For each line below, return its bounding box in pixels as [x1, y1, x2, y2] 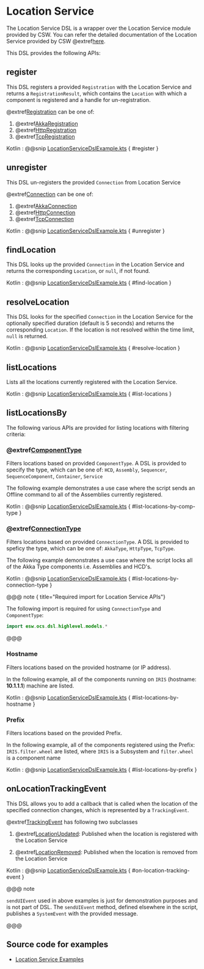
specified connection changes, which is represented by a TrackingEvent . [6, 806, 189, 813]
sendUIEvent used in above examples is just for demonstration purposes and [6, 896, 198, 904]
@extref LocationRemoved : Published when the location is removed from [15, 848, 198, 855]
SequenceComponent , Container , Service [6, 473, 103, 480]
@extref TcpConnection [15, 215, 75, 222]
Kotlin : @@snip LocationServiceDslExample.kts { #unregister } [6, 227, 165, 234]
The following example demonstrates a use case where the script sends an [6, 484, 195, 492]
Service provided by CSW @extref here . [6, 37, 106, 45]
